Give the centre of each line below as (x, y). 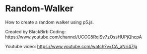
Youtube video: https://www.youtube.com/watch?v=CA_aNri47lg (71, 46)
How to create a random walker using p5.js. (50, 22)
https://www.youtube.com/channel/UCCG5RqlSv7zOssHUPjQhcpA (74, 37)
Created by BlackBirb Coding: (36, 31)
